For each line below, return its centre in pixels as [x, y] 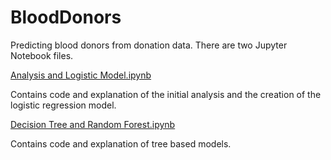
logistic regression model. [63, 105]
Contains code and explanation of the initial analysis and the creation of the [166, 94]
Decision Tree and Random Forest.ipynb [93, 124]
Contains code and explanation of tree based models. [121, 143]
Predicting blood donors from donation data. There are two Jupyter [149, 45]
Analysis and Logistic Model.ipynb [81, 75]
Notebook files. [42, 55]
